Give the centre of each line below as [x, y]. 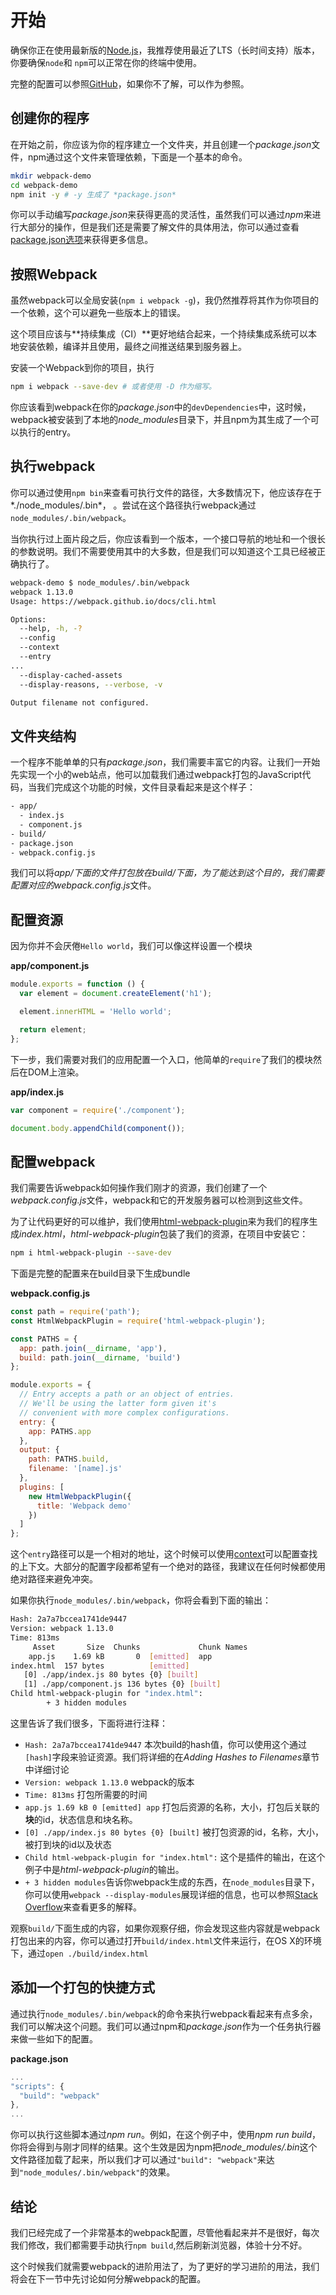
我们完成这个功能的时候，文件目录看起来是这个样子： [146, 787]
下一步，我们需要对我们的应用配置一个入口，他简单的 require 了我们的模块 [162, 1059]
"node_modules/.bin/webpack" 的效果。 [97, 2172]
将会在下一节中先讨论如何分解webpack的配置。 [108, 2278]
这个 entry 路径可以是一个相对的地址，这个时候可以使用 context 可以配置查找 [164, 1554]
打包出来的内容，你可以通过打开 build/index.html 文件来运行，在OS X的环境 [166, 1940]
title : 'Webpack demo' [84, 1506]
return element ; [53, 1029]
